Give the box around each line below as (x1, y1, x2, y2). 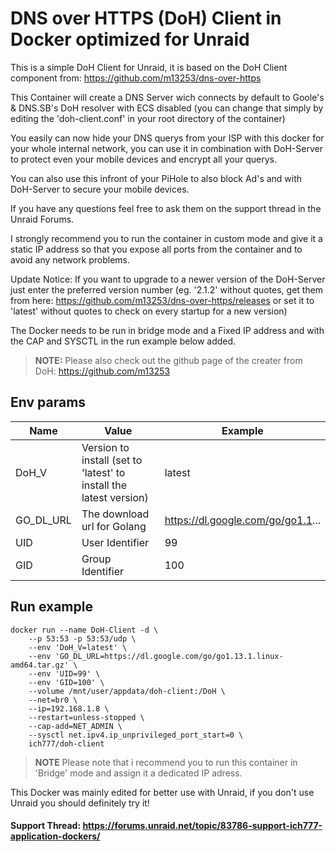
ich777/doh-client (28, 738, 105, 749)
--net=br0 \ (28, 695, 78, 705)
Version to (81, 440, 130, 454)
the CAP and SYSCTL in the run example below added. (10, 335, 237, 347)
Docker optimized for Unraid (10, 28, 250, 51)
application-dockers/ (10, 830, 101, 842)
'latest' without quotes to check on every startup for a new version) (10, 305, 288, 317)
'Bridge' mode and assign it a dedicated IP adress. (34, 767, 243, 779)
